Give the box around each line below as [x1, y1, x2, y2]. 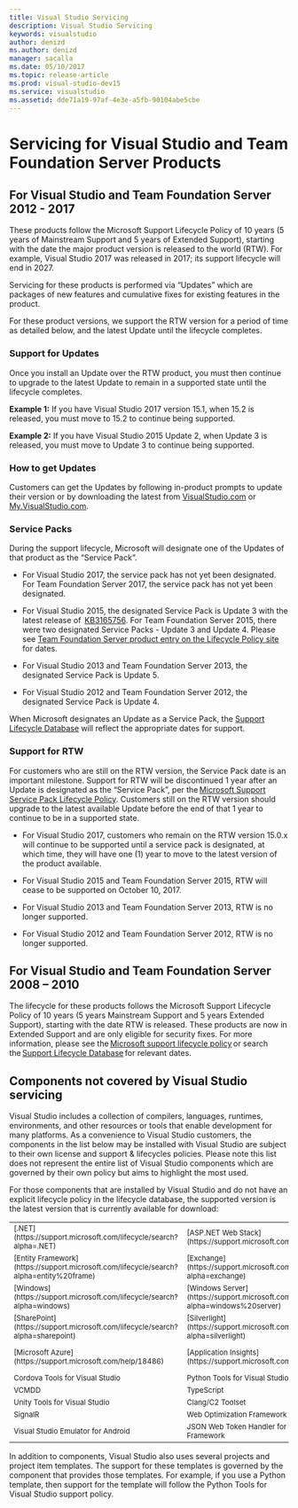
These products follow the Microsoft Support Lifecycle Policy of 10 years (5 [9, 225, 285, 236]
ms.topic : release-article [9, 71, 109, 80]
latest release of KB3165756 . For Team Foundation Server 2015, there [21, 615, 278, 626]
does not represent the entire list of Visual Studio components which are [9, 1158, 274, 1168]
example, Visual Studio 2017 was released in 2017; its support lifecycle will [9, 254, 281, 264]
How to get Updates [9, 462, 97, 474]
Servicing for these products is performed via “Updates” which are [9, 280, 254, 291]
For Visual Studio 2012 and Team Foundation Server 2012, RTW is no [21, 928, 273, 939]
